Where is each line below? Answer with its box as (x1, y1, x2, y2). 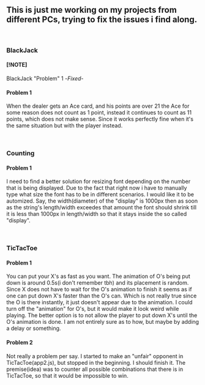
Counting (6, 149, 35, 158)
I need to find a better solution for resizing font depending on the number (6, 178, 191, 185)
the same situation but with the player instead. (6, 122, 123, 129)
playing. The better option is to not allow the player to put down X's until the (6, 312, 198, 319)
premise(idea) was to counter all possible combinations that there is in (6, 365, 184, 373)
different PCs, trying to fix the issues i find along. (6, 15, 198, 25)
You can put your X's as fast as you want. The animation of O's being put (6, 272, 191, 280)
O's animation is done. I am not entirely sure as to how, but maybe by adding (6, 318, 199, 326)
